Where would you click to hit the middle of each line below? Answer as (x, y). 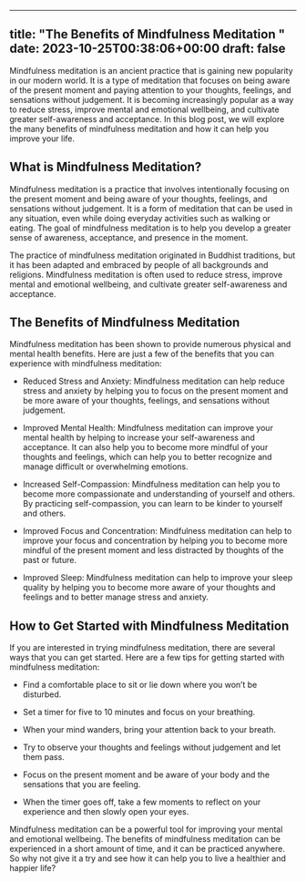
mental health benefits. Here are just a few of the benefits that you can (142, 354)
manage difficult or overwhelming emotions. (105, 467)
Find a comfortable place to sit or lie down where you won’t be (140, 685)
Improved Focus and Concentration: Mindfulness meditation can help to (157, 531)
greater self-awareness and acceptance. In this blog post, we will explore (147, 118)
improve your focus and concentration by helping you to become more (155, 541)
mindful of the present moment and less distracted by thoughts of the (153, 550)
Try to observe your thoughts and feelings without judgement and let (152, 747)
